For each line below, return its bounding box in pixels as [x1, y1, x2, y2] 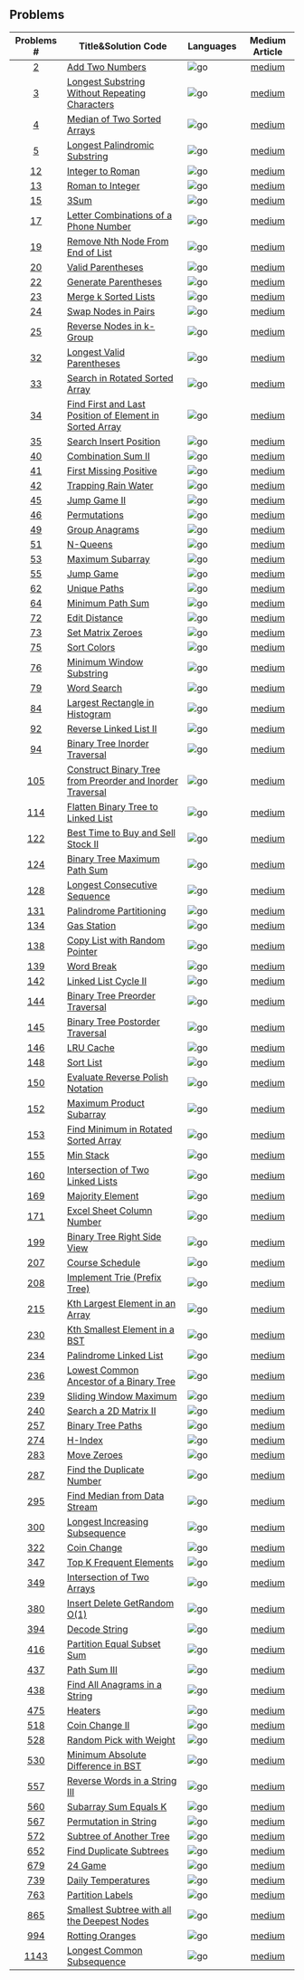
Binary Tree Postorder [66, 1015, 160, 1028]
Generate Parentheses [66, 275, 163, 288]
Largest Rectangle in [66, 696, 155, 709]
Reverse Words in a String [66, 1774, 177, 1786]
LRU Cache [66, 1041, 115, 1053]
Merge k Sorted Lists [66, 290, 156, 302]
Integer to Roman [66, 165, 140, 177]
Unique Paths [66, 582, 125, 595]
